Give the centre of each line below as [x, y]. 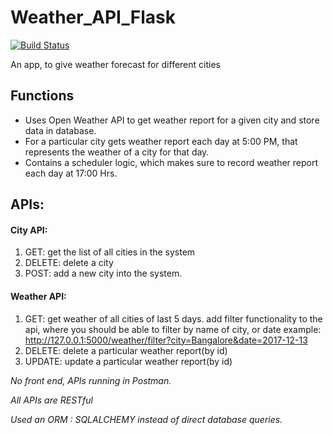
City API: [29, 230]
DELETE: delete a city [69, 263]
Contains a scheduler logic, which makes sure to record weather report [171, 162]
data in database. [60, 130]
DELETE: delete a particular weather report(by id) [126, 350]
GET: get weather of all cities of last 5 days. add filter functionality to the [173, 318]
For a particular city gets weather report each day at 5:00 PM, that [161, 141]
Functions [42, 96]
